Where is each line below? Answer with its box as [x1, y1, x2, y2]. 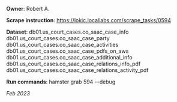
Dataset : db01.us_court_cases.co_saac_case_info [6, 28, 129, 35]
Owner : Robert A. [6, 5, 50, 12]
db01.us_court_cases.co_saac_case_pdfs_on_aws [6, 47, 129, 55]
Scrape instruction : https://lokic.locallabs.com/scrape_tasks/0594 [6, 17, 171, 23]
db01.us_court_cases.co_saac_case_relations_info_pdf [6, 60, 141, 67]
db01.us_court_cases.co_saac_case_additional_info [6, 54, 133, 61]
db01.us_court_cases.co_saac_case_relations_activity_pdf [6, 67, 149, 74]
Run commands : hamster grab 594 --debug [6, 78, 116, 85]
